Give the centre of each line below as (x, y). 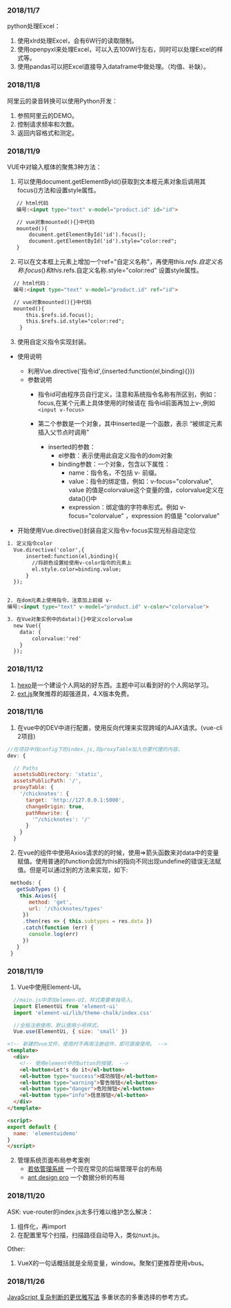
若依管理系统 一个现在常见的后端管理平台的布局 (95, 1169)
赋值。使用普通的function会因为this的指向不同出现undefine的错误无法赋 (119, 861)
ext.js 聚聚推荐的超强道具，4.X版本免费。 (75, 693)
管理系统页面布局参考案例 (53, 1161)
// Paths (26, 768)
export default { (32, 1127)
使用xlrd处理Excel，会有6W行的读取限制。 (77, 41)
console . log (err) (53, 934)
